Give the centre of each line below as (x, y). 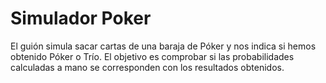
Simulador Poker (81, 18)
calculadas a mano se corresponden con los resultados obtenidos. (147, 67)
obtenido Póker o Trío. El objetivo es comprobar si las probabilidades (152, 56)
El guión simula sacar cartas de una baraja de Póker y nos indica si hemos (163, 46)
